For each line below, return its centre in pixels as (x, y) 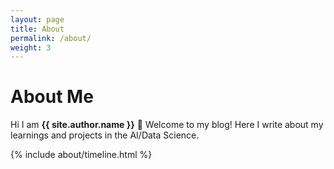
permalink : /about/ (51, 38)
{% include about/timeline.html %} (81, 155)
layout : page (37, 19)
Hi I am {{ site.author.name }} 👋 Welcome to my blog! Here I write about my (167, 125)
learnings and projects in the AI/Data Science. (105, 135)
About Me (52, 97)
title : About (37, 29)
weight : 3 (31, 47)
